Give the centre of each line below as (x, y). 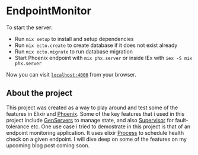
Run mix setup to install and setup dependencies (74, 39)
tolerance (18, 126)
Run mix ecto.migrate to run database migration (74, 51)
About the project (39, 93)
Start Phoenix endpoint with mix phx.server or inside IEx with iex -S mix (103, 58)
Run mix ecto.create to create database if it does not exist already (96, 45)
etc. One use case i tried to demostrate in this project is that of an (111, 126)
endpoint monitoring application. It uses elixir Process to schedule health (95, 132)
